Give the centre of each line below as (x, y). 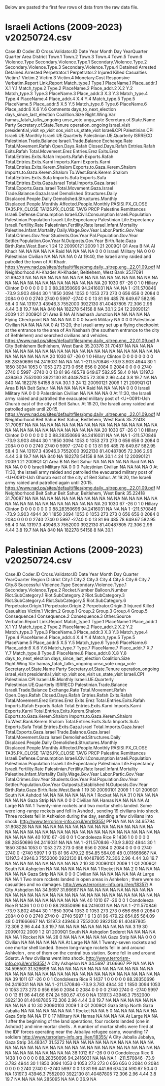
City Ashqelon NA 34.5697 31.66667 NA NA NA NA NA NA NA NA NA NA (79, 889)
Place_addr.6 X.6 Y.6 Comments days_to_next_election (61, 109)
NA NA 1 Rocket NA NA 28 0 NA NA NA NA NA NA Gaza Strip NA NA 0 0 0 (81, 937)
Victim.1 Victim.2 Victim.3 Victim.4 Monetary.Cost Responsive (67, 77)
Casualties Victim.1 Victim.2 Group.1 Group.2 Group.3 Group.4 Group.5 (76, 611)
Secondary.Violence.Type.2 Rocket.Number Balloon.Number (66, 590)
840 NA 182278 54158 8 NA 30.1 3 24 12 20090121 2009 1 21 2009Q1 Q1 (78, 383)
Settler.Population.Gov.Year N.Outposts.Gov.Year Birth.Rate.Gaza (71, 241)
